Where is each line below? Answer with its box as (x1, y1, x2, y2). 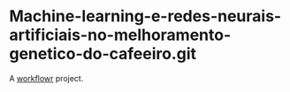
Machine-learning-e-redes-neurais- (9, 6, 282, 27)
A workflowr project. (9, 73, 84, 83)
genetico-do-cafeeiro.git (9, 44, 197, 64)
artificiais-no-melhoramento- (9, 25, 232, 45)
